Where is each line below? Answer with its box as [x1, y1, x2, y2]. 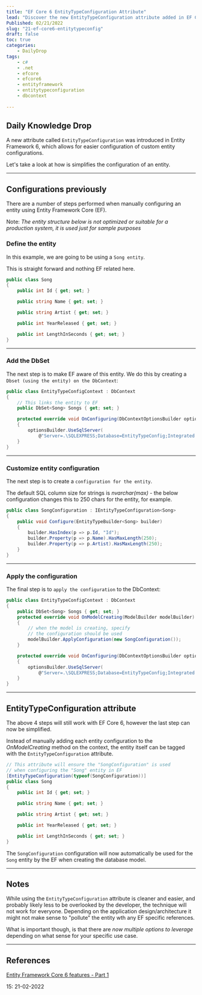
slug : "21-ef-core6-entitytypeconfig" [6, 25, 103, 32]
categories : [6, 43, 36, 49]
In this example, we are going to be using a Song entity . [6, 253, 145, 261]
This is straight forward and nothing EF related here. [6, 265, 135, 272]
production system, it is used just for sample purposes [6, 225, 141, 232]
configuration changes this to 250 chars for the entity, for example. [6, 495, 173, 503]
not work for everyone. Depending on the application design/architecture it [6, 908, 192, 915]
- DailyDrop [17, 48, 47, 54]
